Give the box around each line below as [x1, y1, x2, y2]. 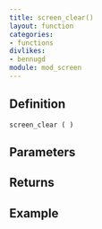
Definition [9, 96, 65, 112]
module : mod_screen [9, 64, 82, 73]
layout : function [9, 22, 74, 31]
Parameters [9, 145, 76, 160]
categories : [9, 30, 54, 39]
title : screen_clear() [9, 13, 94, 22]
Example [9, 206, 59, 221]
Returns [9, 175, 55, 190]
